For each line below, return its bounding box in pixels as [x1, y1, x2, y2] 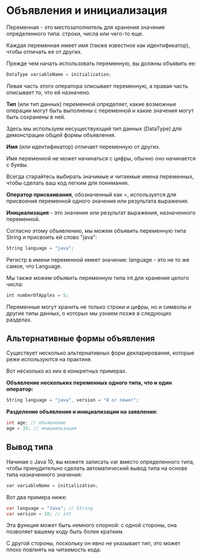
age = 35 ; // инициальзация [6, 426, 77, 432]
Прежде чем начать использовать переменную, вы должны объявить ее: [6, 60, 197, 67]
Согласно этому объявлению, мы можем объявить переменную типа [6, 227, 186, 234]
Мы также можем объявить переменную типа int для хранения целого [6, 274, 189, 281]
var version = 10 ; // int [6, 511, 71, 517]
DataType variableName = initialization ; [6, 71, 112, 77]
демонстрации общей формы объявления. [6, 131, 116, 139]
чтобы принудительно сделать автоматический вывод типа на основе [6, 464, 188, 472]
